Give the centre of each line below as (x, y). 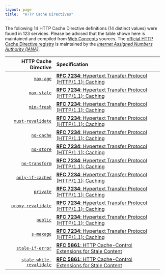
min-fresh (40, 107)
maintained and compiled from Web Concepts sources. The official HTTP (79, 39)
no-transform (37, 163)
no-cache (41, 135)
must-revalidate (33, 121)
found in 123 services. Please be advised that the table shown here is (75, 33)
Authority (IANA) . (23, 49)
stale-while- (37, 260)
